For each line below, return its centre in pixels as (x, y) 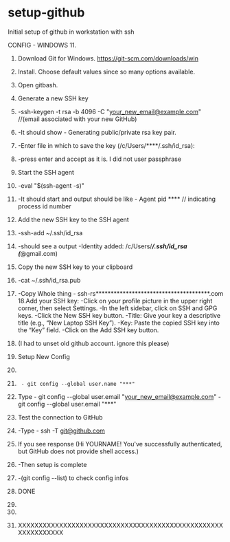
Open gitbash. (38, 85)
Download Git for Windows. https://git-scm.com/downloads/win (108, 58)
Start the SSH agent (46, 172)
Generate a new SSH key (53, 98)
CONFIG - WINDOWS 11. (42, 45)
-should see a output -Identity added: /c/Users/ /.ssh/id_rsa (102, 246)
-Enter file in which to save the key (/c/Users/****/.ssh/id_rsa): (106, 145)
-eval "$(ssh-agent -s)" (51, 185)
